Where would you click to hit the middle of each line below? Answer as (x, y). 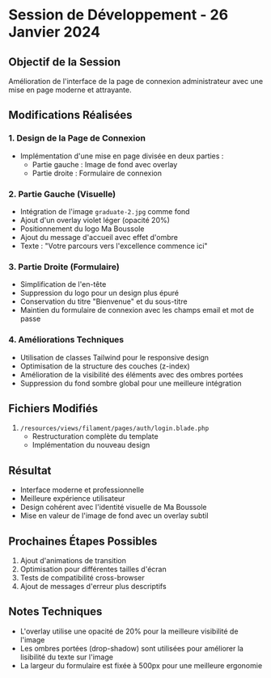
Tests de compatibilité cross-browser (82, 578)
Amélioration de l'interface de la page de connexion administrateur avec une (136, 81)
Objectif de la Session (65, 62)
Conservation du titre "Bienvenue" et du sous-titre (104, 301)
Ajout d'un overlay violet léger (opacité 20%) (95, 220)
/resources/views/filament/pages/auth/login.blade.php (114, 429)
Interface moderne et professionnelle (82, 490)
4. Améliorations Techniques (66, 339)
